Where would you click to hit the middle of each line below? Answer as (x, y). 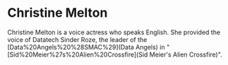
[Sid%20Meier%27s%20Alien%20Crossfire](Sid (78, 55)
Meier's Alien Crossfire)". (186, 55)
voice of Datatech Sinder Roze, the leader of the (77, 39)
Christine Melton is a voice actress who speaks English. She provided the (114, 32)
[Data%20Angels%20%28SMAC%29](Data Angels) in (86, 47)
